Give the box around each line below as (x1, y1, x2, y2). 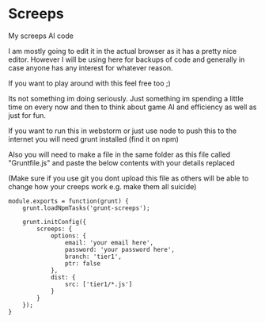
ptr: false (64, 259, 101, 268)
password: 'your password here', (64, 245, 176, 253)
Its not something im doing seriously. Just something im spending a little (8, 93, 244, 103)
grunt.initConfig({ (22, 218, 87, 226)
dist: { (50, 273, 77, 281)
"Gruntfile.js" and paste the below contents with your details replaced (8, 158, 235, 167)
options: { (50, 231, 87, 240)
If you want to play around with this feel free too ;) (8, 78, 172, 88)
